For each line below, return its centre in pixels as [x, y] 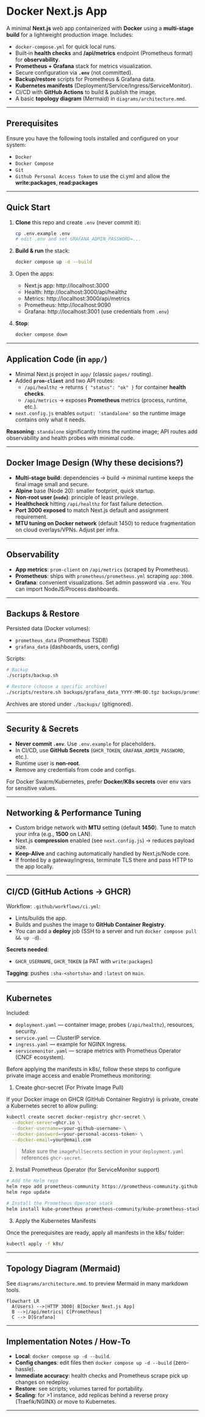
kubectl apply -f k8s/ [35, 1244]
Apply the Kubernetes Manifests [56, 1221]
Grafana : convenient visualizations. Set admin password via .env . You [103, 582]
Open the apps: [34, 274]
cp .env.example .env [42, 234]
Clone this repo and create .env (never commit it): [78, 222]
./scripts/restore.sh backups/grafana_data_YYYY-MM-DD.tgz [83, 692]
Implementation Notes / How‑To [69, 1341]
